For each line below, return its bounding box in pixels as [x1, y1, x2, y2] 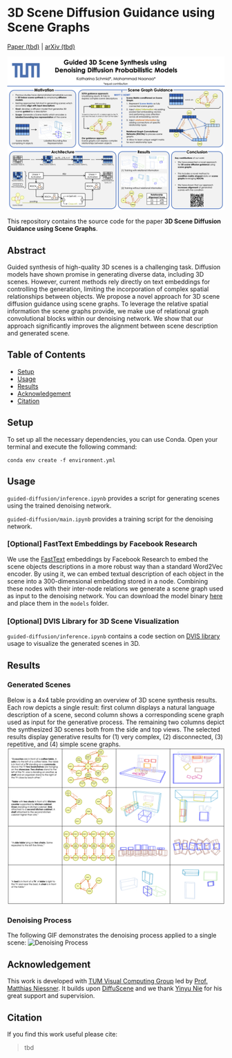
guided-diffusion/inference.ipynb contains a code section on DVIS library [7, 632, 220, 640]
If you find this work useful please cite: [7, 1030, 117, 1038]
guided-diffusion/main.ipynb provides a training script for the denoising [7, 514, 213, 523]
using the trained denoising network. [7, 501, 112, 510]
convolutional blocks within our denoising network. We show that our [7, 315, 204, 323]
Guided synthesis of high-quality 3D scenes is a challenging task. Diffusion [7, 263, 221, 271]
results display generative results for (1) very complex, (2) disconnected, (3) [7, 732, 223, 741]
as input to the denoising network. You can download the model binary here [7, 591, 223, 600]
